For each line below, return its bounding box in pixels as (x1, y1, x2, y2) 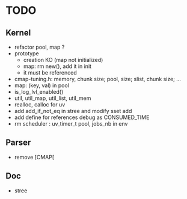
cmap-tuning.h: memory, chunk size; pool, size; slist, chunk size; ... (14, 76, 182, 82)
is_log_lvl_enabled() (14, 88, 64, 95)
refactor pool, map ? (14, 43, 65, 51)
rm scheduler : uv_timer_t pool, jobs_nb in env (14, 120, 128, 127)
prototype (14, 50, 40, 57)
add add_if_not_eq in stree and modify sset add (14, 108, 132, 114)
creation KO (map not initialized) (23, 57, 103, 63)
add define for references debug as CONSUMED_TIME (14, 114, 150, 121)
